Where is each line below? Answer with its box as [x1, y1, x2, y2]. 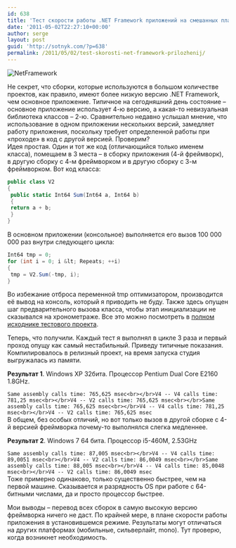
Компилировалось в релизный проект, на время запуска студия [7, 349, 200, 357]
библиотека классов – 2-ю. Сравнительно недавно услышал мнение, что [7, 112, 228, 120]
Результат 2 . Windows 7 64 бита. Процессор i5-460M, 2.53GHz [7, 437, 198, 445]
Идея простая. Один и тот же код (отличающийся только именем [7, 142, 204, 151]
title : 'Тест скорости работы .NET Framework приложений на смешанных [7, 17, 218, 24]
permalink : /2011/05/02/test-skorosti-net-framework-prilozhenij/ [7, 50, 206, 57]
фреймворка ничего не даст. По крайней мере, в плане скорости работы [7, 511, 228, 519]
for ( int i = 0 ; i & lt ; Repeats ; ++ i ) [7, 257, 121, 265]
